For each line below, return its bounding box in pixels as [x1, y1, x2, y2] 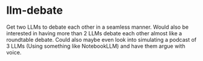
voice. [6, 48, 22, 56]
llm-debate [6, 4, 63, 17]
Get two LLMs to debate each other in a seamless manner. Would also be [6, 23, 189, 30]
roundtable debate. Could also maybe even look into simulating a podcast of [6, 36, 197, 43]
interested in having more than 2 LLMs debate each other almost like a [6, 29, 182, 36]
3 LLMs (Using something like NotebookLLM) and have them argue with [6, 42, 186, 50]
